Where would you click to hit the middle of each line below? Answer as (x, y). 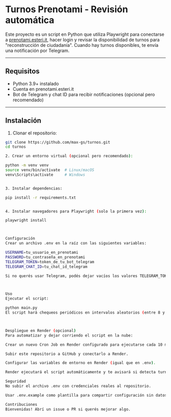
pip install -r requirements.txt (41, 198)
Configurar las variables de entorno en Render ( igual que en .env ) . (81, 363)
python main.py (21, 308)
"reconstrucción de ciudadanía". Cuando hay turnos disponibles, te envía (82, 45)
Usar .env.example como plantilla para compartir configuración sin (79, 395)
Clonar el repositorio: (35, 133)
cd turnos (16, 147)
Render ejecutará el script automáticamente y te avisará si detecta (81, 372)
